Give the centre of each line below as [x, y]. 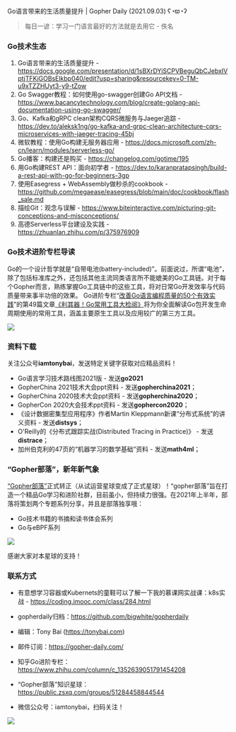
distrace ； [33, 440]
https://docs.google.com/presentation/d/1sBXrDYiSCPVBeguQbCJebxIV [123, 71]
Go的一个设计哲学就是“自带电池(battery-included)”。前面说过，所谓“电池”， [118, 269]
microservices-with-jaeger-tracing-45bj [76, 134]
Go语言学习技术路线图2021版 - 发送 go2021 [80, 378]
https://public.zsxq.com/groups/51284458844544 [91, 692]
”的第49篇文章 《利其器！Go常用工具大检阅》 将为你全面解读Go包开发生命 [120, 304]
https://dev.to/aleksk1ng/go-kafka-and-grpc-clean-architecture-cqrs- [119, 126]
